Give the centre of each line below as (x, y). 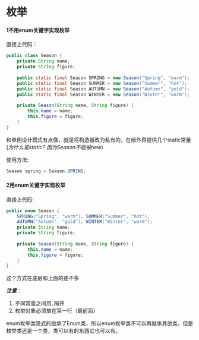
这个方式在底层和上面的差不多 (42, 278)
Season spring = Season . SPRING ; (46, 171)
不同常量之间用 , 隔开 (40, 303)
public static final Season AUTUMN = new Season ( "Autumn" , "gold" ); (103, 89)
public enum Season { (33, 211)
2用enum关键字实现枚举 (36, 185)
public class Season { (34, 56)
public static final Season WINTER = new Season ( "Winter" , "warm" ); (103, 95)
